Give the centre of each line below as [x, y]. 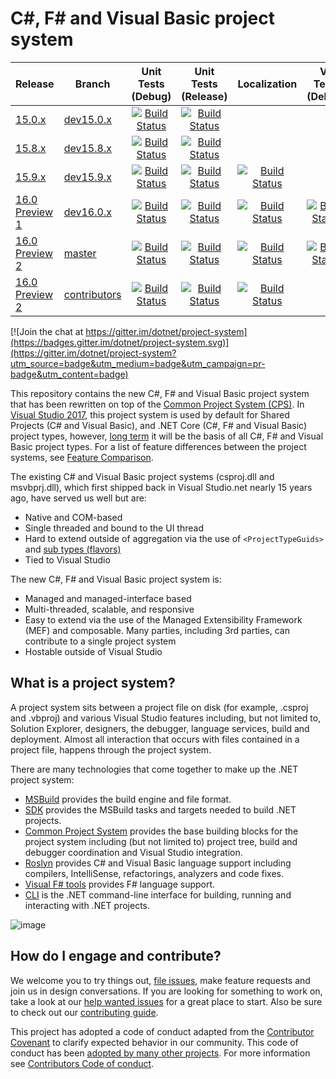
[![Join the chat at [47, 331]
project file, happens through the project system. [111, 749]
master [80, 253]
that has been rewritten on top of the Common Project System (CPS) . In [157, 404]
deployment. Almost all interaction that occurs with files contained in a [155, 739]
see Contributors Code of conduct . [82, 1063]
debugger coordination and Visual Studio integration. [133, 852]
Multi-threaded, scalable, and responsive [109, 609]
